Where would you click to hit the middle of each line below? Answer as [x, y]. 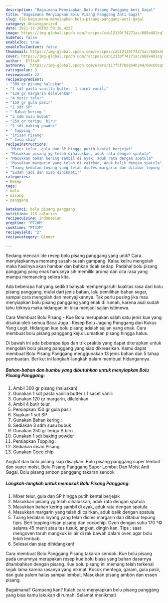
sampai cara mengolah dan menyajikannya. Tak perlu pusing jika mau [77, 297]
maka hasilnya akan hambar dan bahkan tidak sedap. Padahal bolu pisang [82, 266]
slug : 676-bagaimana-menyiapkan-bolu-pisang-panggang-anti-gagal [75, 19]
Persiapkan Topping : [35, 441]
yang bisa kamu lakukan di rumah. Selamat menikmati [61, 595]
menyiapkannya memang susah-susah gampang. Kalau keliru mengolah [80, 261]
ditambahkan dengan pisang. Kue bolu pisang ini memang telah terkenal [80, 564]
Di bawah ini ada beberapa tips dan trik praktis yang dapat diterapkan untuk [84, 343]
